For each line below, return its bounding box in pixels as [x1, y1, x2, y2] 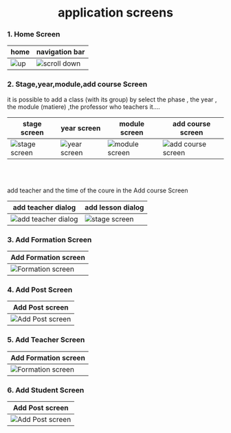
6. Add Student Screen [7, 385, 85, 394]
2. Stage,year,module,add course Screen [7, 79, 148, 89]
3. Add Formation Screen [7, 234, 92, 244]
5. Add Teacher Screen [7, 335, 85, 345]
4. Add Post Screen [7, 285, 73, 294]
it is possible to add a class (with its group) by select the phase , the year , [7, 95, 217, 103]
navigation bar [36, 47, 85, 57]
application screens [57, 5, 174, 21]
